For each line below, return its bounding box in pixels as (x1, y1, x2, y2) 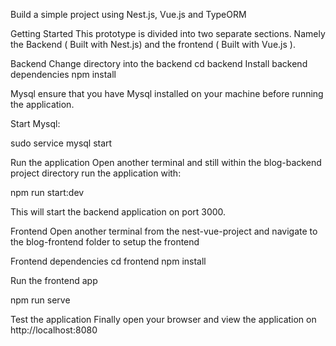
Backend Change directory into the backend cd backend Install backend (10, 58, 308, 69)
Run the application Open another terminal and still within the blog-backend (10, 157, 322, 168)
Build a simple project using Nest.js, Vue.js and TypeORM (10, 9, 247, 20)
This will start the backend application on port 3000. (10, 206, 227, 218)
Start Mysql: (10, 118, 61, 129)
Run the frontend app (10, 275, 98, 286)
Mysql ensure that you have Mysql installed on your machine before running (10, 88, 324, 99)
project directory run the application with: (10, 167, 182, 179)
